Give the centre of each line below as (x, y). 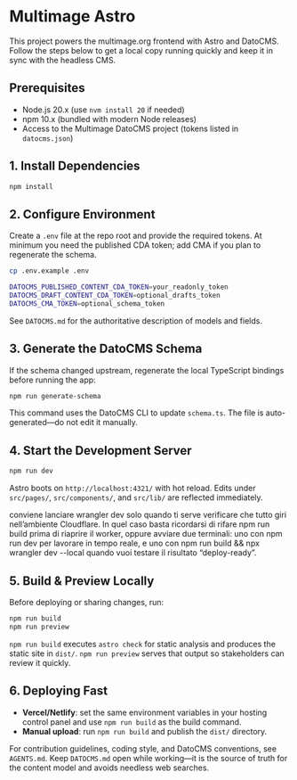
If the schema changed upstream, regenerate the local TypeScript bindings (147, 370)
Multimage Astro (72, 16)
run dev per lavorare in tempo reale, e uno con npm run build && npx (135, 543)
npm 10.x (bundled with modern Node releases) (109, 119)
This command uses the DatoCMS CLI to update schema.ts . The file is (136, 413)
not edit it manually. (102, 423)
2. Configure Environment (82, 214)
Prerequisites (47, 88)
